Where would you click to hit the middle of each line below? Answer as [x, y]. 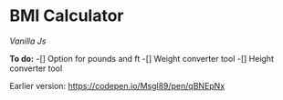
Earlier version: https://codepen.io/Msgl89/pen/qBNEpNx [117, 85]
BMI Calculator [67, 16]
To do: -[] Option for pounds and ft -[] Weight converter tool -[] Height [141, 58]
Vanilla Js [28, 41]
